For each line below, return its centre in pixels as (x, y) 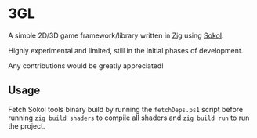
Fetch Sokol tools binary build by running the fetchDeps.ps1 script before (126, 109)
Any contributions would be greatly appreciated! (86, 65)
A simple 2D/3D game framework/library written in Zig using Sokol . (116, 35)
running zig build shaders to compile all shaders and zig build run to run (129, 118)
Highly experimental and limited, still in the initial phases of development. (126, 50)
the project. (27, 125)
